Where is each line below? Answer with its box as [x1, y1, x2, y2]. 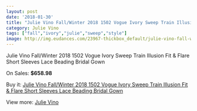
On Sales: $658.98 [6, 70, 53, 76]
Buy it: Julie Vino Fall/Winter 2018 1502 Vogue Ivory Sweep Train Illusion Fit [6, 81, 188, 88]
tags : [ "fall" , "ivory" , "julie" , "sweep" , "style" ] [6, 31, 127, 36]
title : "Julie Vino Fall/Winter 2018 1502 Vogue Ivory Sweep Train [6, 19, 175, 25]
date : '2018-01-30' [6, 14, 54, 20]
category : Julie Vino [6, 25, 59, 31]
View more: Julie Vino [6, 99, 59, 106]
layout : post [6, 8, 38, 15]
